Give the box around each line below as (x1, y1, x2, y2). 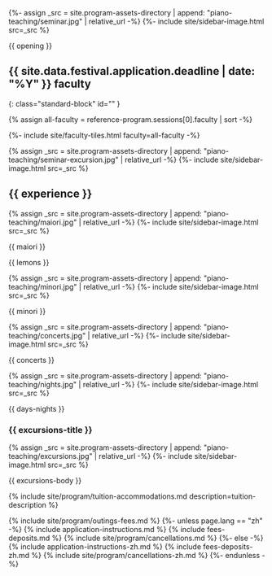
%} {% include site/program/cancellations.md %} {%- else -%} (51, 533, 264, 543)
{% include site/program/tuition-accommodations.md (8, 491, 187, 501)
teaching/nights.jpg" (8, 379, 77, 389)
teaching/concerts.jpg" (8, 330, 86, 340)
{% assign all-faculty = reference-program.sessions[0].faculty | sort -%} (8, 114, 253, 124)
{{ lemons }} (8, 257, 50, 267)
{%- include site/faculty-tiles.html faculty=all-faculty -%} (8, 130, 200, 140)
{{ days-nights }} (8, 404, 65, 413)
